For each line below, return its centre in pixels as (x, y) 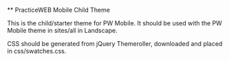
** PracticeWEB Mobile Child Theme (58, 10)
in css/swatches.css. (37, 51)
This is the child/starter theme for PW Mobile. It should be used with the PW (115, 23)
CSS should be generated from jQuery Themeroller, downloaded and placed (115, 44)
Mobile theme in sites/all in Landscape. (63, 30)
